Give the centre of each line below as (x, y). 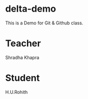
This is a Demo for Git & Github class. (44, 23)
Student (23, 78)
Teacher (23, 43)
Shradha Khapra (22, 57)
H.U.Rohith (17, 92)
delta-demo (31, 9)
